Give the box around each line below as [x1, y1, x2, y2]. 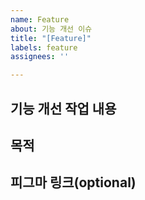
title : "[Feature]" [10, 33, 92, 43]
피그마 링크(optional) [10, 174, 137, 191]
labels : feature [10, 42, 78, 53]
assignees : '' [10, 52, 70, 62]
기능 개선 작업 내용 [10, 100, 117, 117]
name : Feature [10, 14, 70, 25]
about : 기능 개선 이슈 [10, 24, 93, 34]
